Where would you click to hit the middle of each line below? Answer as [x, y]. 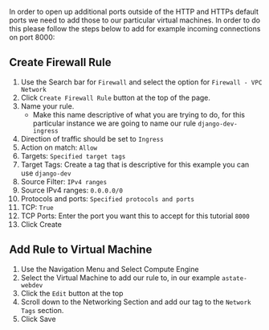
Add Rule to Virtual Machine [81, 250]
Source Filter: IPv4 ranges [64, 181]
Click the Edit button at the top [72, 293]
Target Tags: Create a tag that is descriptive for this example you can [135, 164]
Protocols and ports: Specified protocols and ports [108, 198]
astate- [234, 278]
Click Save [38, 319]
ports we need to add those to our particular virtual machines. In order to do [134, 20]
